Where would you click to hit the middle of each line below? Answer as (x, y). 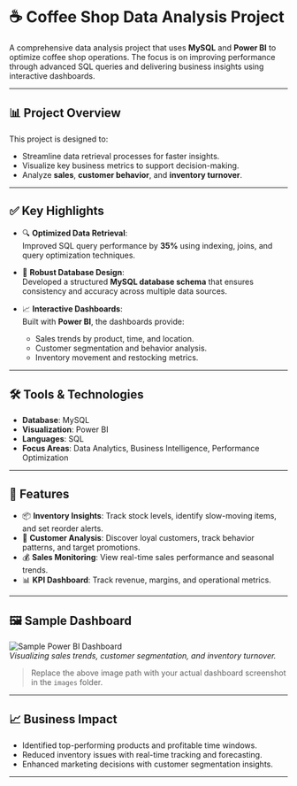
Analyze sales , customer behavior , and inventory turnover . (132, 174)
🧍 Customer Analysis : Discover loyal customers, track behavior (138, 538)
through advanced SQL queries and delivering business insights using (137, 66)
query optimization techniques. (78, 255)
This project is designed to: (59, 139)
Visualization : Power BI (65, 429)
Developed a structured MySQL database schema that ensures (138, 281)
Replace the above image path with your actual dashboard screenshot (158, 673)
